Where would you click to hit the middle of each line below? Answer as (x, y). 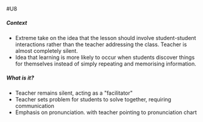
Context (17, 22)
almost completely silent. (46, 50)
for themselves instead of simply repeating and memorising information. (106, 64)
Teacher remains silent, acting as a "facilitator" (74, 93)
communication (35, 106)
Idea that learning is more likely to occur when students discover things (105, 57)
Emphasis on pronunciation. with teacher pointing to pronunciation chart (106, 112)
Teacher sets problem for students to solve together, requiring (93, 99)
